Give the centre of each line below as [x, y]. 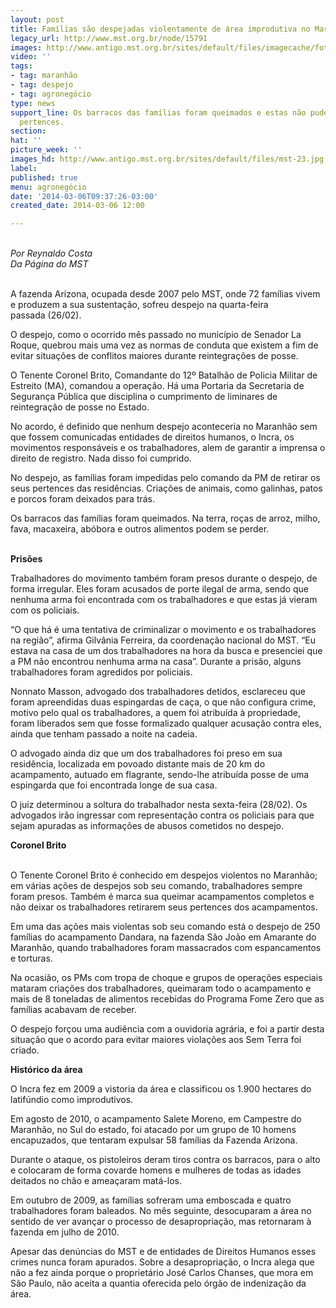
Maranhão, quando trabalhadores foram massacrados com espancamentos [166, 948]
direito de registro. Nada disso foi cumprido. [101, 458]
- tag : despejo [42, 85]
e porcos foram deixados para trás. [83, 499]
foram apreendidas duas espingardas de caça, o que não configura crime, [163, 702]
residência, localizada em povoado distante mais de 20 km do [138, 764]
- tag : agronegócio [51, 94]
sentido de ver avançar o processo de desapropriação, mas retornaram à [161, 1222]
